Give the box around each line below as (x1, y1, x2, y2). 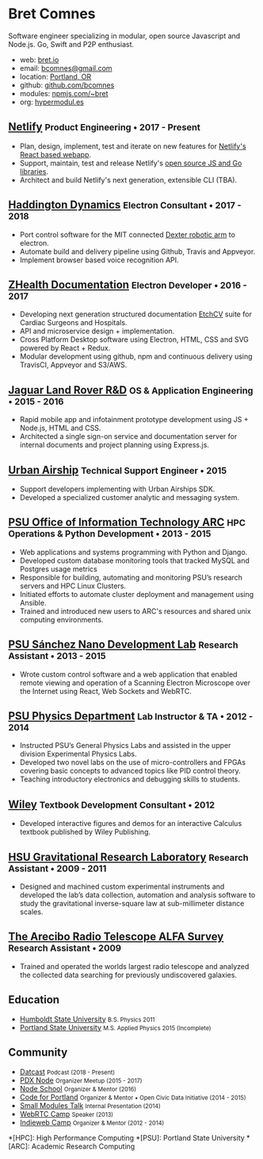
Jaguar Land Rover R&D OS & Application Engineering (8, 383, 253, 397)
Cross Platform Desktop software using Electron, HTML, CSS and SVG (19, 335, 250, 344)
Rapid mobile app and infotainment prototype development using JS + (19, 415, 250, 424)
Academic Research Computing (31, 1142, 135, 1151)
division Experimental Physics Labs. (19, 749, 137, 759)
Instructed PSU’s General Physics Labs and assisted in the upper (19, 741, 231, 750)
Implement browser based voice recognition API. (19, 255, 180, 265)
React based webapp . (19, 149, 92, 159)
